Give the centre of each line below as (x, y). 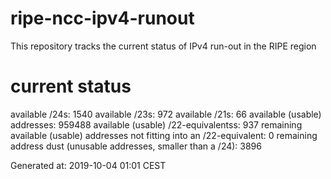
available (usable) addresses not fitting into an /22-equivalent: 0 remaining (164, 135)
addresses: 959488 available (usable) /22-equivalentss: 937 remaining (156, 124)
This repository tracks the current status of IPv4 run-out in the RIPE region (163, 46)
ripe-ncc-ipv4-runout (102, 18)
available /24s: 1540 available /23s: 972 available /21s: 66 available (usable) (166, 114)
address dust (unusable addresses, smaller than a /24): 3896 (136, 146)
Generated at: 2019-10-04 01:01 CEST (88, 165)
